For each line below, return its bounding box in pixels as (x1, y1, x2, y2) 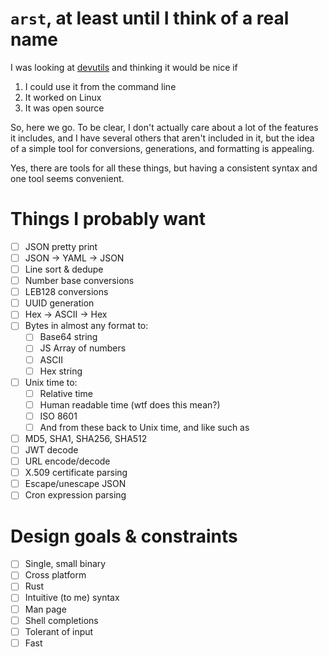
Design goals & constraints (10, 525, 238, 547)
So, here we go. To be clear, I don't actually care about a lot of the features (10, 121, 319, 133)
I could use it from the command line (24, 80, 177, 92)
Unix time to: (24, 376, 78, 388)
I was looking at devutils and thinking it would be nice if (10, 61, 238, 73)
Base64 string (39, 331, 98, 343)
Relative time (39, 387, 93, 399)
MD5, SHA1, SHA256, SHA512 (24, 432, 148, 444)
